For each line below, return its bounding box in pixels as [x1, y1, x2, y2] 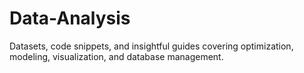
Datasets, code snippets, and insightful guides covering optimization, [9, 40, 294, 52]
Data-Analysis [9, 7, 131, 30]
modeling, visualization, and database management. [9, 50, 224, 62]
